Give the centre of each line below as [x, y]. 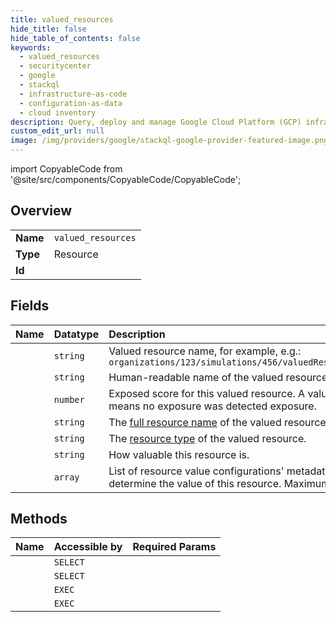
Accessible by [88, 547]
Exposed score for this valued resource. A [207, 393]
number [69, 399]
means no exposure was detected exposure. [212, 406]
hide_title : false [48, 29]
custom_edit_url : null [57, 131]
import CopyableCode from [66, 169]
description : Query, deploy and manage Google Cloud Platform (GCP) [156, 122]
